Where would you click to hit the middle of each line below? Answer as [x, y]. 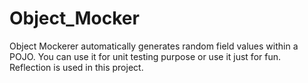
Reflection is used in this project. [76, 67]
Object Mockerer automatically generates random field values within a [154, 46]
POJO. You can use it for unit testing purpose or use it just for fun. [145, 56]
